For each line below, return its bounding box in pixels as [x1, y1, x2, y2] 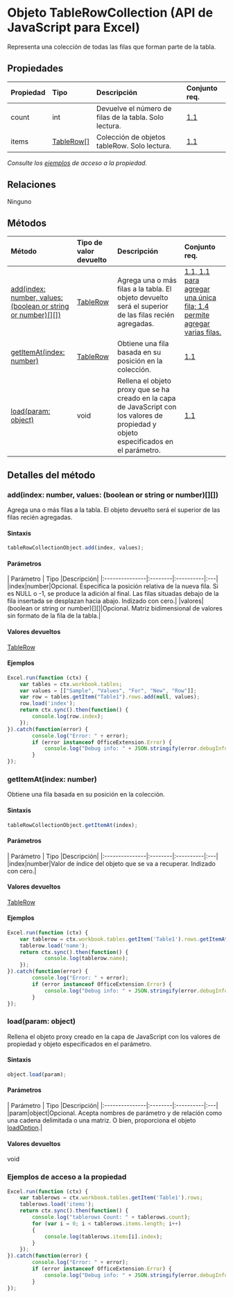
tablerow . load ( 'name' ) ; [19, 942, 89, 949]
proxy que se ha [117, 385, 170, 395]
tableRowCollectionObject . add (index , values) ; [7, 545, 144, 552]
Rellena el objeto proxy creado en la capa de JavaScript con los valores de [7, 1032, 221, 1041]
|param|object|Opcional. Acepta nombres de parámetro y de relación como [7, 1109, 223, 1118]
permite [184, 310, 210, 320]
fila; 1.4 [184, 302, 209, 311]
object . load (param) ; [7, 1070, 67, 1078]
